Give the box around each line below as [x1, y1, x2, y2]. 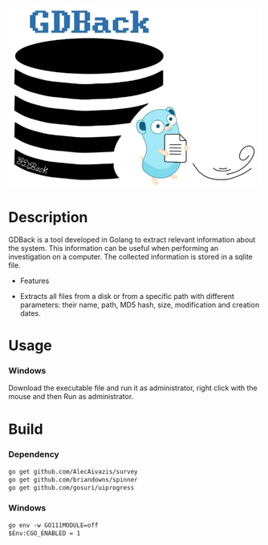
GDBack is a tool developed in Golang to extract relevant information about [8, 235, 256, 244]
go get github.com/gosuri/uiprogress [8, 483, 135, 491]
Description [8, 208, 88, 227]
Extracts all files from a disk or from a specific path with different [19, 291, 235, 301]
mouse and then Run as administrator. [8, 392, 134, 402]
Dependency [8, 448, 60, 459]
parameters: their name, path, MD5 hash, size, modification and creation [19, 300, 260, 309]
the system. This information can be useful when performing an [8, 243, 219, 252]
